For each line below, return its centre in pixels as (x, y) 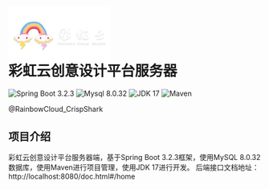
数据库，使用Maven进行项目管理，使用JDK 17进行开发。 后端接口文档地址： (134, 167)
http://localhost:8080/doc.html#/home (72, 177)
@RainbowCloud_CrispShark (56, 109)
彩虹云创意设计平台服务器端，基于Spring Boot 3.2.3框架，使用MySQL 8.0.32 (134, 158)
